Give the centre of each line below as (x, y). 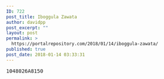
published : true (26, 49)
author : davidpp (26, 22)
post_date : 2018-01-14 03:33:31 (45, 55)
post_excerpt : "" (27, 28)
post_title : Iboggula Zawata (42, 17)
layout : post (22, 33)
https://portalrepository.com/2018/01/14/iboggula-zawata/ (85, 44)
